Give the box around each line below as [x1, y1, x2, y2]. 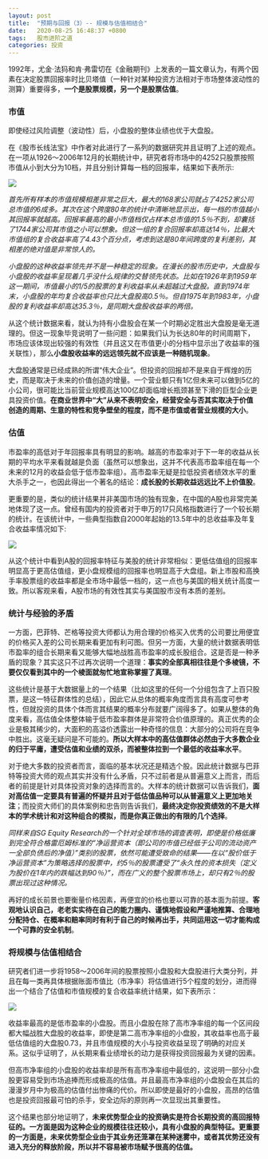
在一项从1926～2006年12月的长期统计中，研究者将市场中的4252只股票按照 [8, 153, 255, 162]
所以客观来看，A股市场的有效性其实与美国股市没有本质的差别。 [22, 585, 230, 595]
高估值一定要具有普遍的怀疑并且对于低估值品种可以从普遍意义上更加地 [14, 792, 246, 801]
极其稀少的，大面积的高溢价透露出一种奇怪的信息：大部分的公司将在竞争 [22, 724, 260, 734]
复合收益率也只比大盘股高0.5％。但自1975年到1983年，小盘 [63, 292, 259, 301]
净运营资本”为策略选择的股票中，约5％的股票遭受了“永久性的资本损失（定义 [8, 858, 257, 867]
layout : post [8, 11, 52, 20]
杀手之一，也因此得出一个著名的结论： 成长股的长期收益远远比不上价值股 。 [14, 477, 260, 486]
